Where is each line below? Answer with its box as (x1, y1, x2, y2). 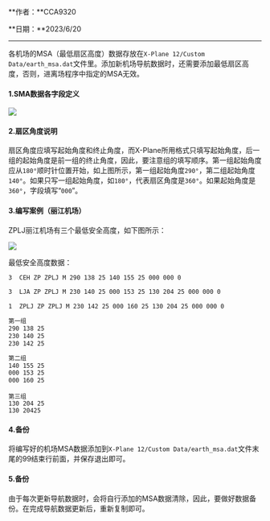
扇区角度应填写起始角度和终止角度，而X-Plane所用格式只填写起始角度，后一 (8, 146, 260, 155)
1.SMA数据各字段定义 (8, 89, 80, 98)
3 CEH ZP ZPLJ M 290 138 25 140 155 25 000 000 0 (8, 273, 182, 282)
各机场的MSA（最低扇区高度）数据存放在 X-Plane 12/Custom (8, 49, 205, 58)
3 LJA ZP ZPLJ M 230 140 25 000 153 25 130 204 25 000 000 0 (8, 288, 221, 296)
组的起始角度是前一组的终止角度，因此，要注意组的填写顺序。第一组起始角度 (8, 155, 262, 165)
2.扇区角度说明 (8, 126, 58, 135)
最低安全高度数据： (8, 257, 72, 267)
